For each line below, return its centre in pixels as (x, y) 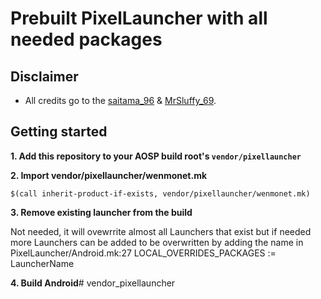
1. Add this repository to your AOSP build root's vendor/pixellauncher (156, 156)
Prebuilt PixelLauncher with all (139, 18)
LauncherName (42, 263)
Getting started (59, 132)
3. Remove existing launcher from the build (101, 212)
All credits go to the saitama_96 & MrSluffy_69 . (120, 100)
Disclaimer (44, 76)
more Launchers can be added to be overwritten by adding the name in (157, 242)
